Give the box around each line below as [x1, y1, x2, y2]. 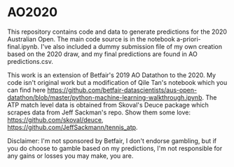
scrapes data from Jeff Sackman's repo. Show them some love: [7, 108, 191, 116]
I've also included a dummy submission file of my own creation [41, 42, 223, 51]
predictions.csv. [7, 57, 54, 65]
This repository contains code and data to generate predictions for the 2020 [7, 27, 228, 36]
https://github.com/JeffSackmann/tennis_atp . [7, 123, 138, 131]
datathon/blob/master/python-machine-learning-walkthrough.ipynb [7, 93, 202, 102]
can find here [7, 86, 46, 94]
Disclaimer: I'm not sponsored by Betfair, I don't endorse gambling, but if [7, 136, 217, 145]
